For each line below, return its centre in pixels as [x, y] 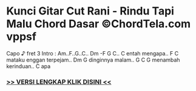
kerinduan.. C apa [29, 66]
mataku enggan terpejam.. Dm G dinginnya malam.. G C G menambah [93, 60]
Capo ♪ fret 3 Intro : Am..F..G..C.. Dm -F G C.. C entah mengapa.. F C [93, 53]
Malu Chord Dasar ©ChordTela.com [99, 24]
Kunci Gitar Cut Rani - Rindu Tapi [90, 11]
